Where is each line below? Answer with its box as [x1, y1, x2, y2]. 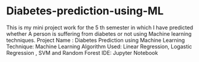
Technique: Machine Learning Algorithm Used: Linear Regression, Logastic [6, 43, 192, 50]
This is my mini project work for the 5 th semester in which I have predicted [6, 24, 194, 31]
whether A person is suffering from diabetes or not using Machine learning [6, 30, 192, 37]
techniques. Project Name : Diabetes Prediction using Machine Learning [6, 36, 185, 44]
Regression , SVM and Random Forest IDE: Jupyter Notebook [6, 49, 159, 56]
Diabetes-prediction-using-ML [6, 4, 164, 18]
